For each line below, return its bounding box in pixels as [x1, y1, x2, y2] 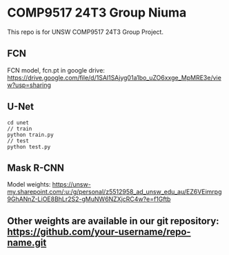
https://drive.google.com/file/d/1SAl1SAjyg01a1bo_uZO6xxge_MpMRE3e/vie [7, 73, 222, 82]
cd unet [7, 119, 30, 126]
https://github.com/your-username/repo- [7, 226, 191, 238]
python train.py [7, 131, 54, 138]
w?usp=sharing [7, 81, 52, 89]
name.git [7, 236, 47, 248]
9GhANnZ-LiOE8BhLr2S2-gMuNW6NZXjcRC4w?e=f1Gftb [7, 195, 171, 203]
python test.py [7, 143, 51, 150]
